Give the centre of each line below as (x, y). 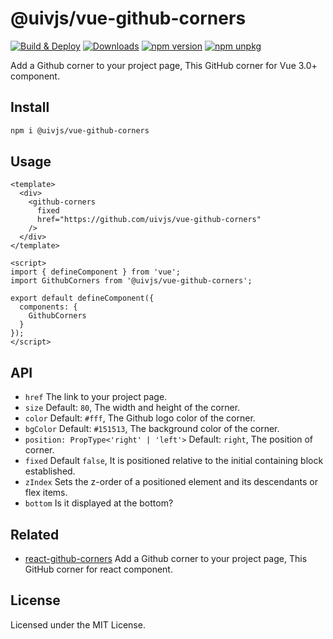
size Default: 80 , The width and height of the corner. (132, 408)
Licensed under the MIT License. (78, 624)
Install (30, 107)
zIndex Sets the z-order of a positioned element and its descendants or (171, 482)
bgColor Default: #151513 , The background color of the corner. (152, 429)
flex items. (46, 493)
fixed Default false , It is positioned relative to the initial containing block (174, 461)
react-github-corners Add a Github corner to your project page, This (166, 559)
